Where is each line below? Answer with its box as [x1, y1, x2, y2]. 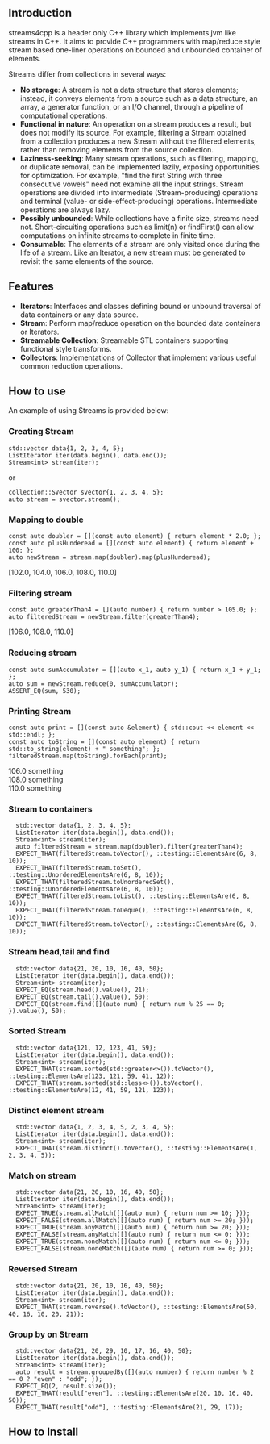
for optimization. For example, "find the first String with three [19, 170, 222, 180]
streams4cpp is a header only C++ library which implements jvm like [8, 27, 236, 37]
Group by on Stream [8, 1329, 89, 1340]
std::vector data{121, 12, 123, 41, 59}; [15, 1044, 157, 1052]
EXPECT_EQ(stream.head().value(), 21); [15, 986, 150, 994]
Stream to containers [8, 803, 93, 814]
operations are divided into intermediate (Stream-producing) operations [19, 187, 259, 197]
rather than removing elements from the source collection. [19, 144, 214, 154]
